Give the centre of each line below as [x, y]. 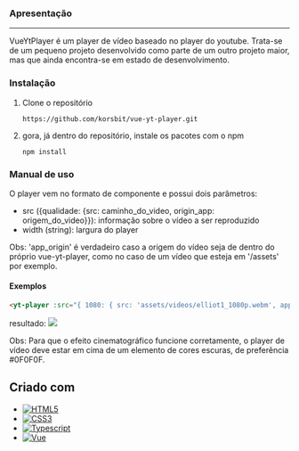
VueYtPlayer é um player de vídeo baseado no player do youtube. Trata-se [146, 41]
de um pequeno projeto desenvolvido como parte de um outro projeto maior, [149, 51]
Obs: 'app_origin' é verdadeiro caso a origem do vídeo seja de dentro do [142, 247]
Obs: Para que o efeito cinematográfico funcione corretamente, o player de [147, 340]
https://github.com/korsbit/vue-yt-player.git [110, 119]
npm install [44, 152]
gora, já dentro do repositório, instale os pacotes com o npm [133, 135]
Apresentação [41, 13]
